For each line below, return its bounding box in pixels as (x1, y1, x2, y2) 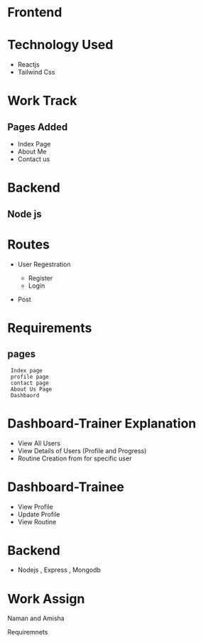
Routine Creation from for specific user (17, 454, 132, 463)
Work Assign (7, 590, 85, 607)
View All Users (17, 438, 61, 448)
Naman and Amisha (7, 614, 65, 622)
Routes (7, 236, 50, 252)
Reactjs (17, 60, 40, 69)
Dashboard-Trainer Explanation (7, 415, 197, 431)
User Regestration (17, 260, 71, 269)
